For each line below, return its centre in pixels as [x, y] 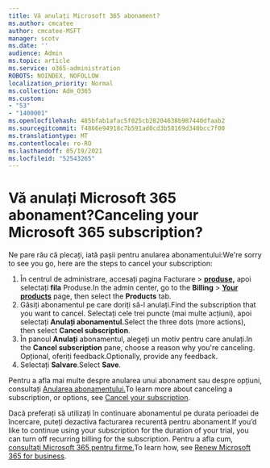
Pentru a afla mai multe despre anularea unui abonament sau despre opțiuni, [135, 381]
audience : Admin [35, 53]
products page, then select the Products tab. [96, 296]
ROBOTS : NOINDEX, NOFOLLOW [54, 76]
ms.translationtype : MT [48, 136]
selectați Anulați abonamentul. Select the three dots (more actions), [133, 322]
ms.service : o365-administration [64, 69]
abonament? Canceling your [104, 215]
